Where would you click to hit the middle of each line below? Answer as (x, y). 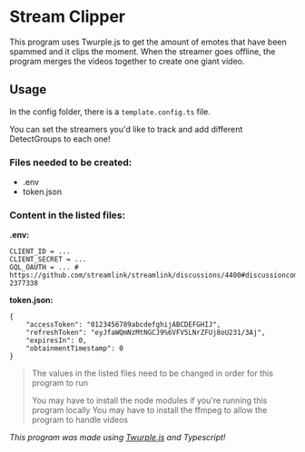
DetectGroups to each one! (60, 139)
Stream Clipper (67, 17)
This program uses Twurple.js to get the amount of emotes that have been (148, 42)
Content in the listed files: (67, 215)
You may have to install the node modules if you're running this (149, 400)
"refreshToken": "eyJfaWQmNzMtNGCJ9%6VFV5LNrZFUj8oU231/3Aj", (146, 333)
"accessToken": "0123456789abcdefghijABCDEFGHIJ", (123, 325)
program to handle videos (80, 420)
